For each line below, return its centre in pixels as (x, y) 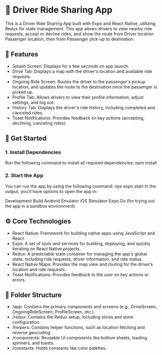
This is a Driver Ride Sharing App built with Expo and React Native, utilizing (81, 23)
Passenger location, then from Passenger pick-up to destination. (70, 39)
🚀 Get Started (26, 138)
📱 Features (22, 54)
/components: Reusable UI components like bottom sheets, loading (80, 338)
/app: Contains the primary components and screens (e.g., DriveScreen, (85, 307)
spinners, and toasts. (33, 343)
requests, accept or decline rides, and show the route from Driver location (80, 34)
